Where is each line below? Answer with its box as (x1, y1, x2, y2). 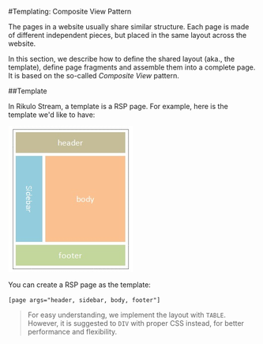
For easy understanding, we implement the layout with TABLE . (27, 310, 227, 319)
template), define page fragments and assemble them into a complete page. (8, 62, 256, 72)
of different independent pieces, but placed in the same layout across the (8, 31, 247, 40)
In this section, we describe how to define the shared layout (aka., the (8, 55, 235, 63)
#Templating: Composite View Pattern (8, 7, 132, 16)
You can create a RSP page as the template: (8, 280, 152, 289)
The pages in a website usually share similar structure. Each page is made (8, 22, 250, 31)
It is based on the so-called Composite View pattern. (8, 71, 179, 80)
